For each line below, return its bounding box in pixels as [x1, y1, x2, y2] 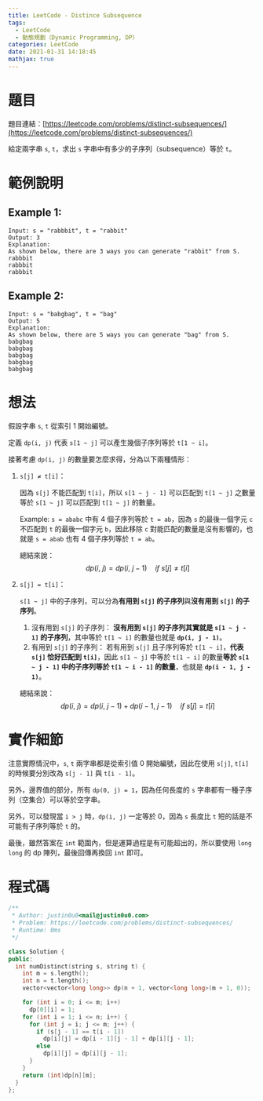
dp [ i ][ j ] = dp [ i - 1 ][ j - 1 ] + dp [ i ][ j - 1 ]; [42, 1035, 195, 1043]
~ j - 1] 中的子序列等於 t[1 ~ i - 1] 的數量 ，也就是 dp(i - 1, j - [31, 662, 251, 671]
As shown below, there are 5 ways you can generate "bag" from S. [8, 330, 230, 338]
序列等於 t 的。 [35, 821, 85, 830]
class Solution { [8, 947, 65, 956]
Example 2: [8, 290, 64, 303]
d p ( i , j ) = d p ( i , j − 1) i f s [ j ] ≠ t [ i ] [85, 563, 190, 573]
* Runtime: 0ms [11, 927, 61, 935]
